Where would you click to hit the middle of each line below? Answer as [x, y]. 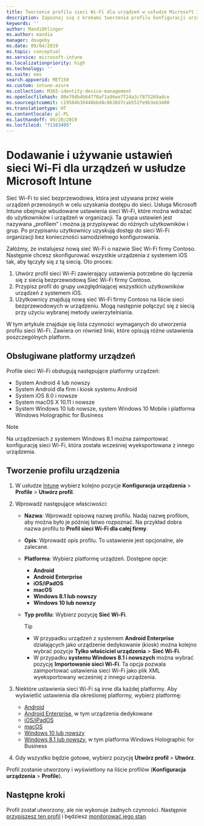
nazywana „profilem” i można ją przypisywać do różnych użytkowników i [97, 224]
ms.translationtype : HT [36, 108]
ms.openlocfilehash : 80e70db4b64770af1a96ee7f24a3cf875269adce [88, 97]
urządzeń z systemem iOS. [49, 293]
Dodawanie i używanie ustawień [90, 155]
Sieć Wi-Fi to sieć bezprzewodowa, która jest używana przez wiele [90, 198]
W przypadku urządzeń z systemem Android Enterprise [104, 638]
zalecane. [36, 546]
